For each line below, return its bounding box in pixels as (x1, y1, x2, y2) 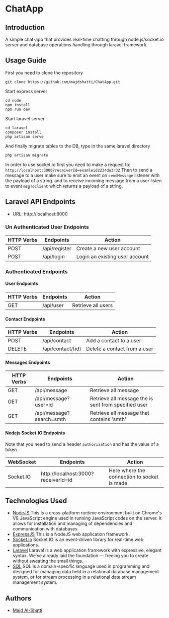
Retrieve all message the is (90, 395, 153, 402)
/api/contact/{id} (42, 345, 81, 352)
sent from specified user (90, 401, 148, 408)
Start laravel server (5, 115, 45, 121)
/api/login (42, 253, 65, 260)
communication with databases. (12, 526, 79, 532)
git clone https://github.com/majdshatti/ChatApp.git (5, 79, 121, 85)
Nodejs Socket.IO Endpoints (5, 430, 65, 436)
